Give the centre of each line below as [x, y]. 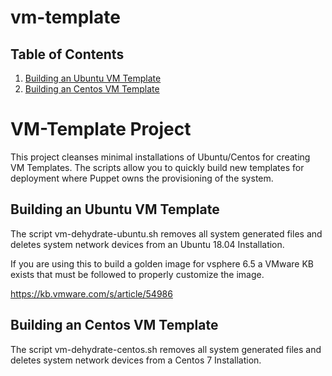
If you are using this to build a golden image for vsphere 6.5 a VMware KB [162, 263]
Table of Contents [67, 54]
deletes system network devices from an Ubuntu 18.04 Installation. [147, 244]
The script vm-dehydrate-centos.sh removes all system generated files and [166, 349]
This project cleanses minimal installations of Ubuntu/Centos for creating [160, 157]
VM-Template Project [101, 129]
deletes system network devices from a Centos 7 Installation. [136, 360]
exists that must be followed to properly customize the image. [137, 274]
